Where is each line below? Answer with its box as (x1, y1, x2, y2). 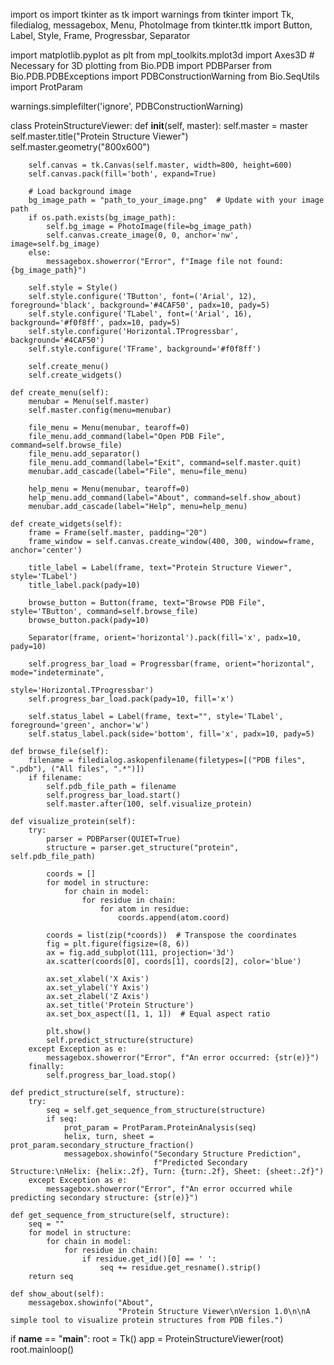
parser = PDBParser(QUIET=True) (46, 834, 182, 844)
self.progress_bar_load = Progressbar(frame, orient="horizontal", (28, 659, 315, 669)
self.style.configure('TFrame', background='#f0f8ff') (28, 344, 262, 354)
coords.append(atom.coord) (117, 913, 230, 923)
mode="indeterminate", (10, 668, 105, 678)
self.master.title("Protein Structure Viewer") (10, 130, 189, 142)
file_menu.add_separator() (28, 449, 141, 459)
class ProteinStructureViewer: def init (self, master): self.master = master (10, 120, 309, 131)
